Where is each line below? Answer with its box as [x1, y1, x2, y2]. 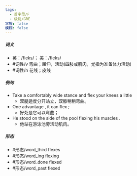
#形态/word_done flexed [12, 159, 62, 165]
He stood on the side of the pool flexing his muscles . [12, 115, 121, 121]
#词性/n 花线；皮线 [12, 67, 51, 73]
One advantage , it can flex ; [12, 104, 70, 110]
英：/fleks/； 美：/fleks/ [12, 55, 62, 61]
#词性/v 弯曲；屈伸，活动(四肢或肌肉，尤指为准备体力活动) [12, 61, 132, 67]
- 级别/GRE [9, 16, 31, 21]
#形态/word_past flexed [12, 165, 61, 171]
